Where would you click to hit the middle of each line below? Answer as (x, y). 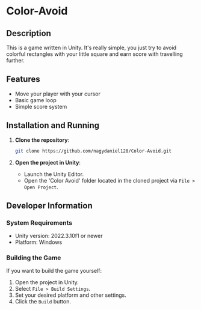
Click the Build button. (43, 302)
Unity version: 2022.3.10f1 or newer (59, 236)
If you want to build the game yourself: (54, 271)
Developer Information (50, 205)
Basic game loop (36, 100)
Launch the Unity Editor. (54, 174)
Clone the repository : (42, 140)
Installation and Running (53, 125)
